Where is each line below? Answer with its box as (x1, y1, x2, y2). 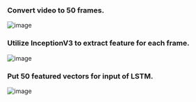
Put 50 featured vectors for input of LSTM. (7, 71, 154, 81)
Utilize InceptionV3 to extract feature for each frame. (7, 39, 190, 48)
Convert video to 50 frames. (7, 6, 104, 15)
